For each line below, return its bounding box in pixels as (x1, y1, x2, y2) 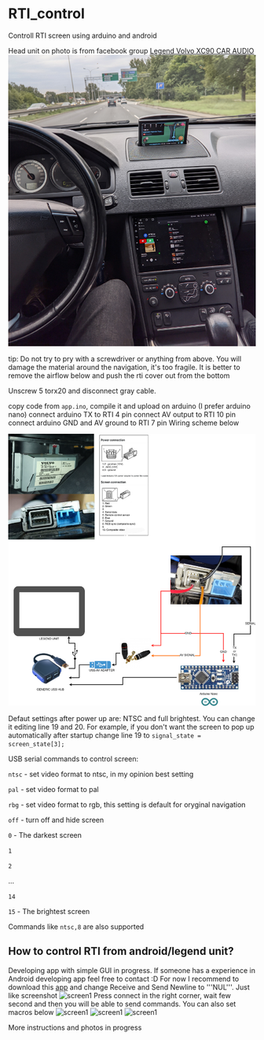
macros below (8, 1007, 54, 1016)
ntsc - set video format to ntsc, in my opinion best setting (8, 769, 194, 779)
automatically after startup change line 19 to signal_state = (8, 730, 202, 740)
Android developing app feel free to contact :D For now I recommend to (8, 974, 240, 983)
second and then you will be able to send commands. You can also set (8, 999, 236, 1009)
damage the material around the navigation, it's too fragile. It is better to (8, 362, 241, 372)
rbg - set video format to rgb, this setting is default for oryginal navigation (8, 800, 246, 809)
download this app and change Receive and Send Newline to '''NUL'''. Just (8, 982, 250, 992)
